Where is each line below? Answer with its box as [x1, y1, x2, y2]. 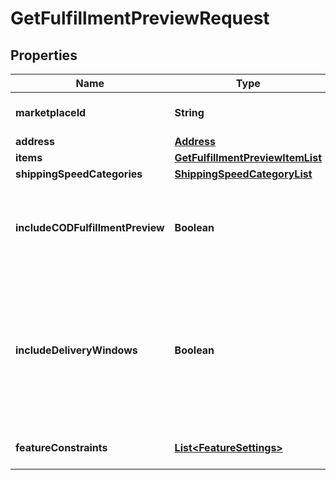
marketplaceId [15, 106, 87, 119]
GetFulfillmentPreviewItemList [174, 151, 323, 164]
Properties [10, 47, 78, 64]
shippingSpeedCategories [15, 167, 143, 181]
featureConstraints [15, 441, 108, 454]
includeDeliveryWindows [15, 343, 138, 357]
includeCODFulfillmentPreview [15, 221, 165, 234]
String [174, 106, 205, 119]
